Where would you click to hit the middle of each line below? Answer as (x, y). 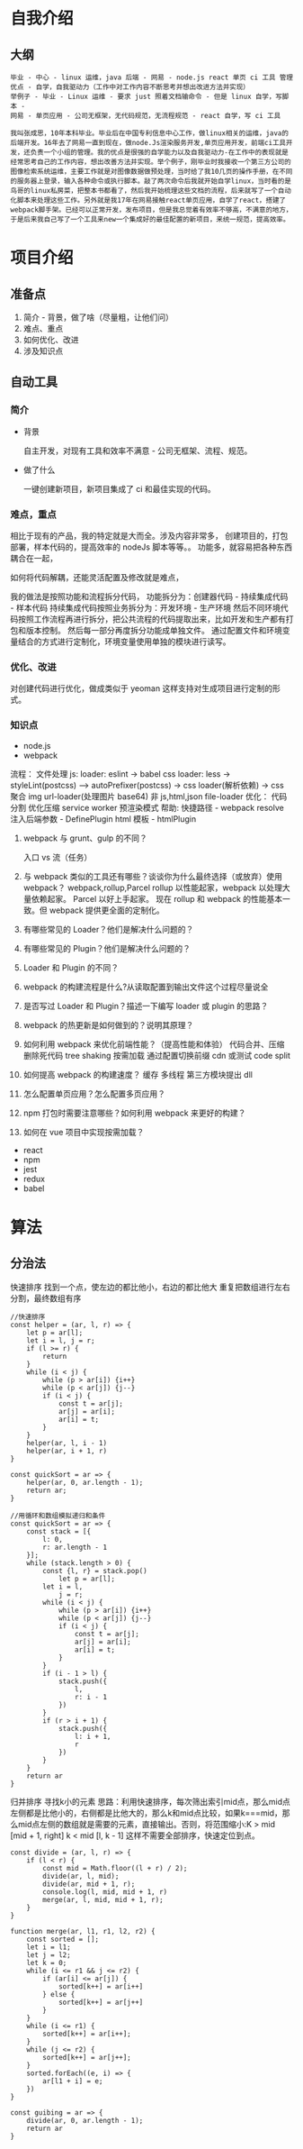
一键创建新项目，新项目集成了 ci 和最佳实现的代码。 (120, 488)
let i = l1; (49, 1947)
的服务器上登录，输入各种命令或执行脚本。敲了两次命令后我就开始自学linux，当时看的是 (151, 181)
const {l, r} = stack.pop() (95, 1571)
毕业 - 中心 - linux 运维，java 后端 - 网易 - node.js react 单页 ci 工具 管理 (151, 77)
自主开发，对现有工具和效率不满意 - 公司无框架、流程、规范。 (138, 451)
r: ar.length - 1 (75, 1547)
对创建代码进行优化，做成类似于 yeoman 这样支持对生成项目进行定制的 (142, 688)
